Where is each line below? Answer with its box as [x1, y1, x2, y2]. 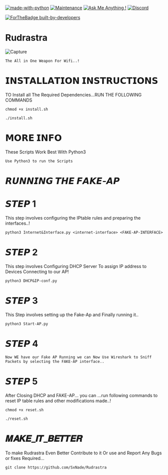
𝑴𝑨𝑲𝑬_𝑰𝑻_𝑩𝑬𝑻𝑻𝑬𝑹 [5, 433, 83, 444]
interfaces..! [5, 220, 30, 226]
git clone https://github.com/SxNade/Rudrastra [5, 465, 107, 470]
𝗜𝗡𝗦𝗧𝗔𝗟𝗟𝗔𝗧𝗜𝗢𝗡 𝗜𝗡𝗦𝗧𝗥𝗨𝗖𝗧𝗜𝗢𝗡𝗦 [5, 75, 158, 86]
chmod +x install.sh [5, 107, 49, 112]
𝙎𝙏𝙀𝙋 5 [5, 375, 38, 387]
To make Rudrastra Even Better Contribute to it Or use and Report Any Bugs [5, 450, 162, 456]
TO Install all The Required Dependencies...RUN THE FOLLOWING [5, 91, 142, 98]
